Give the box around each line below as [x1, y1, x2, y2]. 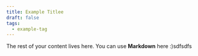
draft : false [6, 15, 39, 21]
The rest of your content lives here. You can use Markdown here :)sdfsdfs [6, 43, 193, 50]
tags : [6, 20, 20, 26]
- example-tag [12, 26, 47, 32]
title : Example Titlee [6, 9, 64, 15]
